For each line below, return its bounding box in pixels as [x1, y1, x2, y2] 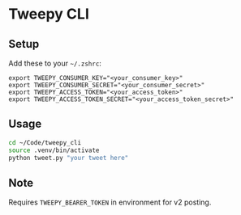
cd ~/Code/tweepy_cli [8, 138, 82, 146]
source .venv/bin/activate [8, 146, 100, 154]
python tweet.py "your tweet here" [8, 154, 129, 162]
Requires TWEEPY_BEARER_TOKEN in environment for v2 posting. [8, 197, 212, 207]
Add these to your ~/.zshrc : [8, 58, 101, 68]
